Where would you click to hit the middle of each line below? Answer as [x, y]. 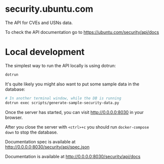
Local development [45, 52]
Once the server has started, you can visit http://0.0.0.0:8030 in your [74, 112]
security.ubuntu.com [49, 9]
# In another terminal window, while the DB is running [63, 98]
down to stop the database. [32, 132]
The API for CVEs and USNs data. [39, 23]
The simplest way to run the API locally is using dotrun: [60, 65]
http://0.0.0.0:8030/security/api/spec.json [47, 147]
